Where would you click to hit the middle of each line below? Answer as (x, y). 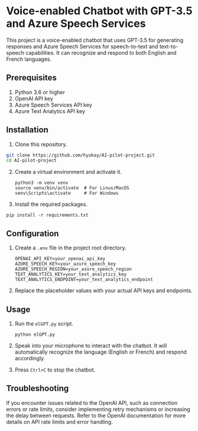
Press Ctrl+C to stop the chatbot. (55, 370)
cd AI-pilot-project (32, 161)
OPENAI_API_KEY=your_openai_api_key (60, 259)
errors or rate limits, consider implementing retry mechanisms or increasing (98, 409)
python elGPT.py (35, 335)
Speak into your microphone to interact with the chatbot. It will (91, 345)
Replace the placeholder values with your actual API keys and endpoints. (103, 291)
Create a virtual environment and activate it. (68, 172)
